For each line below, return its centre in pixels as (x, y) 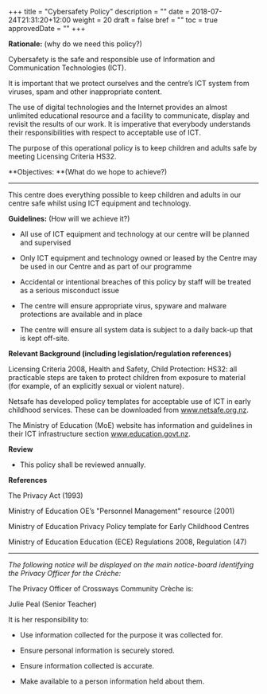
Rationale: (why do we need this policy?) (75, 44)
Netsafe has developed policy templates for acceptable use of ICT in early (130, 401)
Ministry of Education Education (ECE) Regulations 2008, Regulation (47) (128, 542)
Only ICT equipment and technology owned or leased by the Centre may (138, 258)
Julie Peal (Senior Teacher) (52, 604)
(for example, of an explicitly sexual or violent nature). (96, 386)
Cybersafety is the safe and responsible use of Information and (112, 59)
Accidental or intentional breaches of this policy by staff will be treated (135, 282)
